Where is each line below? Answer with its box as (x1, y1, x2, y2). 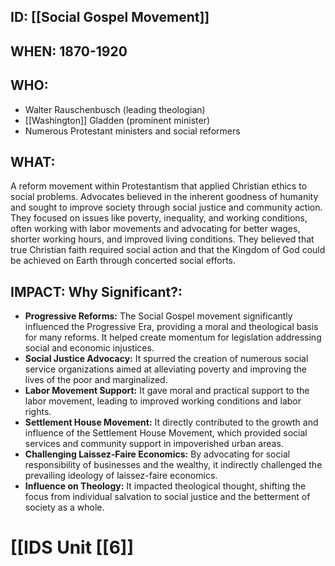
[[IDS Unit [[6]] (10, 536, 134, 559)
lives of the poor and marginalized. (24, 374, 168, 386)
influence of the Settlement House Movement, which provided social (24, 427, 308, 439)
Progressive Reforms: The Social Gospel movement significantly (24, 310, 293, 322)
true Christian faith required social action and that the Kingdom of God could (10, 244, 326, 256)
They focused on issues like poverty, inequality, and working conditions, (10, 212, 308, 224)
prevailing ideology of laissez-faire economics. (24, 470, 218, 482)
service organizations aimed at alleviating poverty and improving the (24, 363, 307, 375)
